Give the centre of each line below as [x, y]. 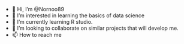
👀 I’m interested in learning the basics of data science [78, 15]
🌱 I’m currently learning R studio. [52, 22]
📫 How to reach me [37, 35]
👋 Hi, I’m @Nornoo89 [38, 9]
